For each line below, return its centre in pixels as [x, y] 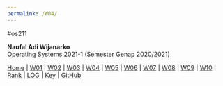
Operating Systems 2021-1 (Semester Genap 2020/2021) [89, 54]
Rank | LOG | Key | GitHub [44, 75]
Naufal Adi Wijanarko [39, 46]
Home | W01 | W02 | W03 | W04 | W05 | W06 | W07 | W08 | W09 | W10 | [112, 67]
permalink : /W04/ [32, 14]
